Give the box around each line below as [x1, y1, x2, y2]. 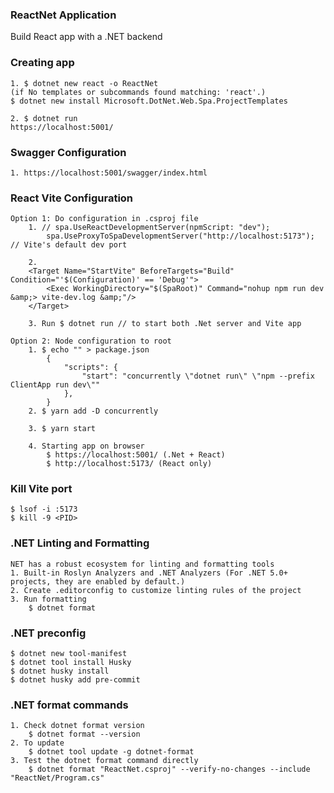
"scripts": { [63, 363, 118, 373]
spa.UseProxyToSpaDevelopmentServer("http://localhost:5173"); [46, 231, 315, 242]
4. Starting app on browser [28, 441, 145, 452]
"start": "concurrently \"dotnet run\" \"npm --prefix [81, 371, 315, 382]
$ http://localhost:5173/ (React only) [46, 459, 213, 469]
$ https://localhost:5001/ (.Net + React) [46, 450, 226, 460]
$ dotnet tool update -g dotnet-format [28, 747, 195, 757]
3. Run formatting [10, 594, 87, 604]
